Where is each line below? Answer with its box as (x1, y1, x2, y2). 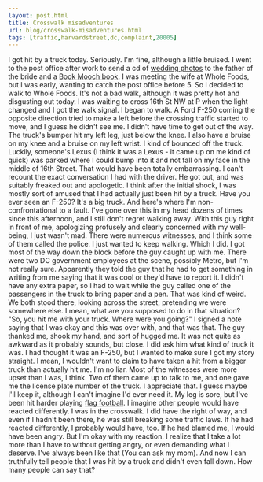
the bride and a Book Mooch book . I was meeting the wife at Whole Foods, (8, 72, 250, 81)
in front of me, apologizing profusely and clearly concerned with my (8, 222, 228, 232)
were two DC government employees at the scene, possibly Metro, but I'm (8, 256, 249, 265)
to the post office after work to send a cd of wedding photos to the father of (8, 64, 254, 73)
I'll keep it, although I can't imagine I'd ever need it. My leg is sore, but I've (8, 390, 249, 399)
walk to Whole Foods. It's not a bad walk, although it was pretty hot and (8, 88, 240, 98)
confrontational (8, 206, 57, 215)
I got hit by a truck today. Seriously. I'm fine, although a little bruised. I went (8, 55, 252, 65)
